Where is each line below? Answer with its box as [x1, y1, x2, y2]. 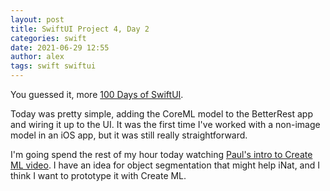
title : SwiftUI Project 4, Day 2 [10, 24, 150, 34]
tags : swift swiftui [10, 61, 97, 71]
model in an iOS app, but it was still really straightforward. [10, 129, 248, 141]
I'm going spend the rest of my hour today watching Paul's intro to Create [10, 149, 313, 160]
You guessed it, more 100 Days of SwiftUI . [10, 89, 184, 100]
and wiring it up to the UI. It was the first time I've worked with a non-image [10, 119, 321, 130]
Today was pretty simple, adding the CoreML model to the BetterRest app [10, 108, 313, 120]
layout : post [10, 14, 65, 25]
